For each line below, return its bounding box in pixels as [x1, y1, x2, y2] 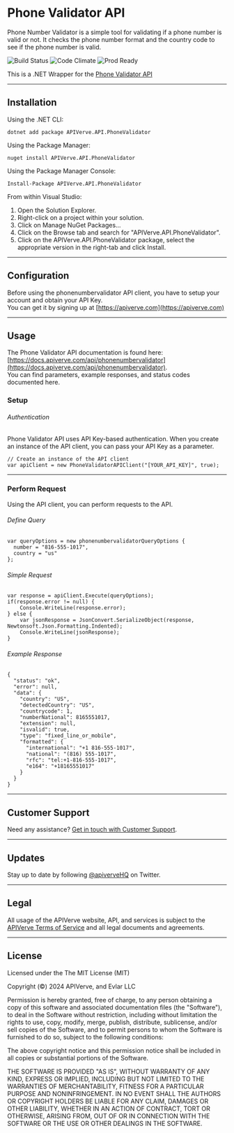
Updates [7, 852, 45, 864]
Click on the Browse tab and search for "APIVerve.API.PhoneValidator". [17, 228, 221, 237]
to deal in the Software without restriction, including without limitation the [7, 1010, 217, 1019]
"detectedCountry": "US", [19, 702, 95, 709]
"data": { [13, 690, 42, 697]
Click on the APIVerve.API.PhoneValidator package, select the [17, 235, 195, 244]
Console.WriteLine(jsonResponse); [19, 629, 120, 636]
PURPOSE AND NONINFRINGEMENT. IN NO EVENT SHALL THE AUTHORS [7, 1089, 221, 1097]
